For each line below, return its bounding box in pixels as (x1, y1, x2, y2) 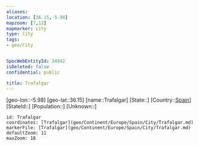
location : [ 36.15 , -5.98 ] (6, 14, 68, 20)
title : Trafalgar (6, 80, 50, 86)
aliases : (6, 8, 28, 15)
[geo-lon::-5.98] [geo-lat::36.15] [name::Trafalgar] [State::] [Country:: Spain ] (6, 96, 192, 104)
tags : (6, 36, 20, 42)
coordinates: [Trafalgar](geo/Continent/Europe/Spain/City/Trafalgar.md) (6, 120, 194, 126)
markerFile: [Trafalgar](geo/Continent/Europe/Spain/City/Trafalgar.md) (6, 125, 191, 131)
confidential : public (6, 69, 60, 75)
